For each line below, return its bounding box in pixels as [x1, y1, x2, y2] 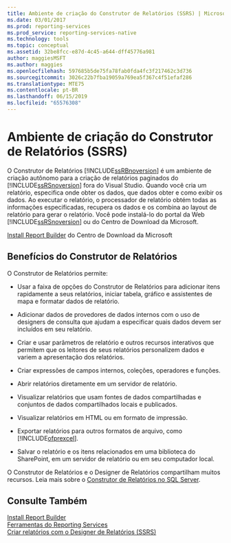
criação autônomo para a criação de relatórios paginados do [7, 173, 179, 182]
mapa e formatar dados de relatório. [16, 297, 120, 305]
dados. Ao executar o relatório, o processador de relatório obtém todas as [7, 195, 217, 203]
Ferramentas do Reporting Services [7, 520, 108, 529]
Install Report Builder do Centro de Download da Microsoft [7, 231, 173, 239]
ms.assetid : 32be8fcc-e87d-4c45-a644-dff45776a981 [7, 49, 155, 56]
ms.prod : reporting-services [7, 23, 91, 30]
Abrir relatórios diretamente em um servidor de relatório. [16, 379, 177, 388]
